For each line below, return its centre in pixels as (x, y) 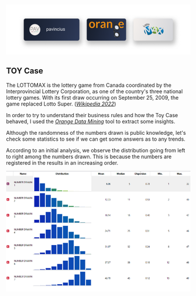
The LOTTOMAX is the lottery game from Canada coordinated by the (89, 85)
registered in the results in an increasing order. (62, 162)
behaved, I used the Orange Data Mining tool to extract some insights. (91, 121)
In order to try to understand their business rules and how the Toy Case (92, 115)
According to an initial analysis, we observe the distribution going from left (96, 150)
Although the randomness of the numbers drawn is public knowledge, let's (96, 132)
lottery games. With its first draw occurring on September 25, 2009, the (92, 97)
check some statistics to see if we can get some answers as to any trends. (96, 139)
